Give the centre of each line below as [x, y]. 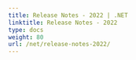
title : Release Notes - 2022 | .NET [68, 15]
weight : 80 [26, 37]
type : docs [26, 30]
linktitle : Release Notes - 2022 [63, 23]
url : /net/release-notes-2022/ [59, 44]
